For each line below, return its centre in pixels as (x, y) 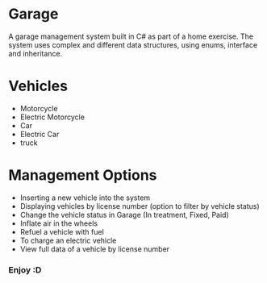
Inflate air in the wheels (59, 223)
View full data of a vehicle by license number (95, 249)
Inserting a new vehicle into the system (85, 198)
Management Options (83, 175)
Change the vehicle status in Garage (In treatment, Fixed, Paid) (125, 214)
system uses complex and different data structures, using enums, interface (133, 44)
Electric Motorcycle (52, 117)
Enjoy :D (25, 269)
